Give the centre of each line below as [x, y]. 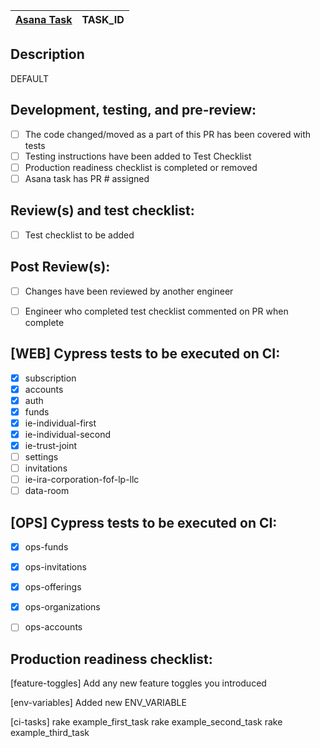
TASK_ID [103, 19]
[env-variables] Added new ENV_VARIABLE [98, 703]
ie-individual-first [60, 423]
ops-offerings [53, 587]
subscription [50, 378]
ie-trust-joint [51, 445]
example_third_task [50, 733]
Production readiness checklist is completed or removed [141, 167]
